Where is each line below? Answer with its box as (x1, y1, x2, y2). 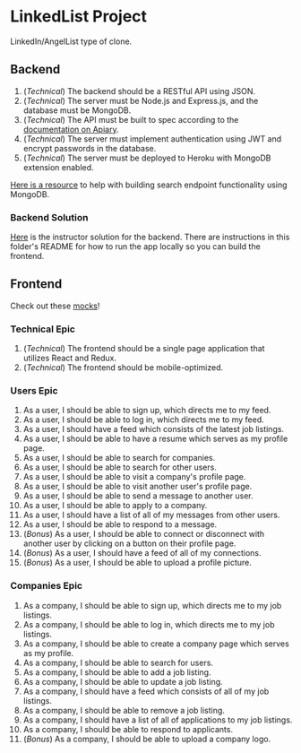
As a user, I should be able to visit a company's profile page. (22, 472, 246, 482)
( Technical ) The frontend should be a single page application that (22, 343, 265, 354)
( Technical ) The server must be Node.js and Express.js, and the (22, 95, 259, 106)
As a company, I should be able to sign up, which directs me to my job (22, 600, 282, 610)
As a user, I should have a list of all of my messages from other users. (22, 509, 280, 521)
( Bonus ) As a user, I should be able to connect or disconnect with (22, 529, 265, 540)
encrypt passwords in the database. (22, 143, 157, 153)
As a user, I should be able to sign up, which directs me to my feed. (22, 405, 271, 416)
